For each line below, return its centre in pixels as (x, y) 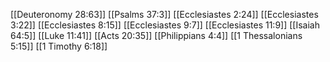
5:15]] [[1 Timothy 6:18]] (59, 46)
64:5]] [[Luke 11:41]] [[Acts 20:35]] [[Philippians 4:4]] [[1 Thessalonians (156, 35)
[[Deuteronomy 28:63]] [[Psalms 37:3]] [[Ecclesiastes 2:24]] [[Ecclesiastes (164, 14)
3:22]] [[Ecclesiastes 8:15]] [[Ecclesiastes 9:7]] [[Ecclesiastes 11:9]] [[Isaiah (165, 25)
